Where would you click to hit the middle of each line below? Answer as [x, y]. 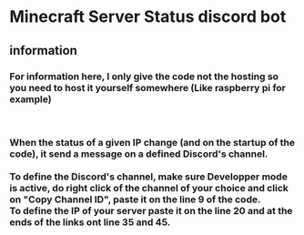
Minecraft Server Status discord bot [148, 17]
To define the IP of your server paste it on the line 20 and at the [151, 210]
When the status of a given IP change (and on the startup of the [152, 142]
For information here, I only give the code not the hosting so [144, 77]
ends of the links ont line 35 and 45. [90, 222]
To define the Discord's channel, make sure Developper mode [149, 177]
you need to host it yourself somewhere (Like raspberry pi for [148, 87]
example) [30, 99]
